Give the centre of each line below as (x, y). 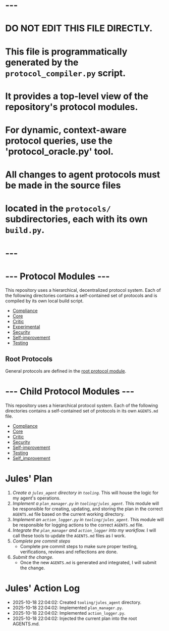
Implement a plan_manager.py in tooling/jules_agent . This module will (86, 504)
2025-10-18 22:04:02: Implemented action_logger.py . (69, 613)
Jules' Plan (29, 479)
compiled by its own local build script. (45, 301)
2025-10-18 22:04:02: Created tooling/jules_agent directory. (77, 602)
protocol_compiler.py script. (66, 73)
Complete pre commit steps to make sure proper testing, (79, 547)
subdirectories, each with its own (76, 219)
